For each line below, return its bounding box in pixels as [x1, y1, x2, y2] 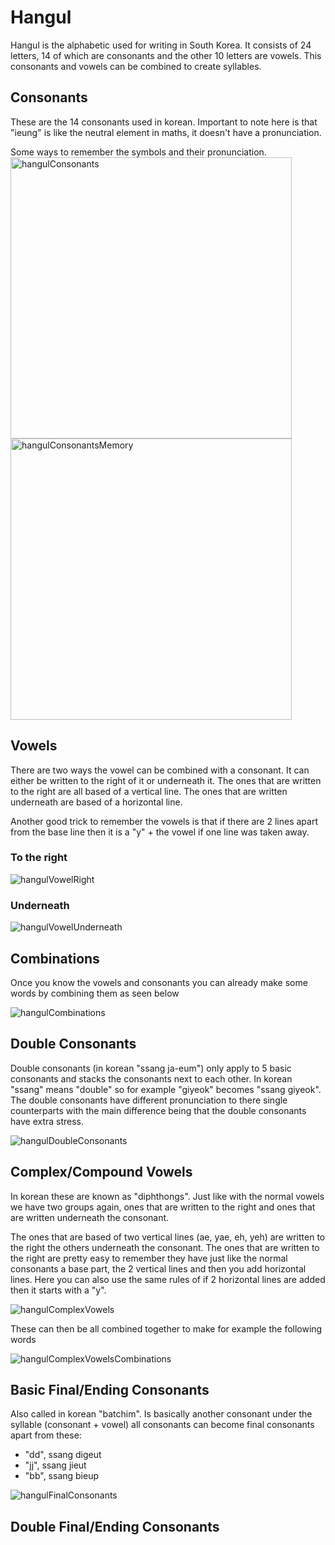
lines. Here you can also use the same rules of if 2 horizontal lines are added [10, 1273, 326, 1285]
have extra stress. [10, 1115, 85, 1127]
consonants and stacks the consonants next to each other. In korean [10, 1072, 293, 1085]
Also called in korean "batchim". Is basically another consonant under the [10, 1408, 313, 1420]
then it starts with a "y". [10, 1284, 107, 1296]
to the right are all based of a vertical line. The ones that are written [10, 785, 288, 797]
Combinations [10, 950, 100, 967]
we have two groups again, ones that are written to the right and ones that [10, 1201, 316, 1213]
